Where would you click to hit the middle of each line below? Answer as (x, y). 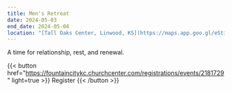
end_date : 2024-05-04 (38, 26)
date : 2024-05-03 (32, 20)
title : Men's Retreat (38, 13)
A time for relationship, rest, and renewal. (66, 52)
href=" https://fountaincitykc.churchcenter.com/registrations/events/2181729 (116, 73)
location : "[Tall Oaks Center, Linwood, (66, 33)
